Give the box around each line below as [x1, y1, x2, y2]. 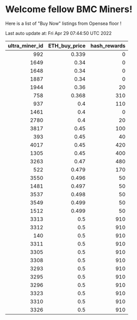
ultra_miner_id [8, 42, 44, 49]
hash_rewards [90, 42, 126, 49]
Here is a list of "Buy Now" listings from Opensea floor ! [5, 20, 122, 26]
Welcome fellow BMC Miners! [5, 4, 133, 15]
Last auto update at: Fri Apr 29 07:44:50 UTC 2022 [5, 30, 112, 36]
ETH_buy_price [48, 42, 86, 49]
